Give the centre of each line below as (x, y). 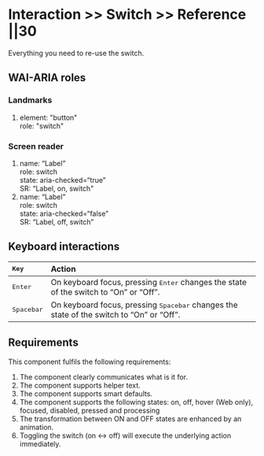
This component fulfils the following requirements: (90, 361)
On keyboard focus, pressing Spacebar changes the (144, 305)
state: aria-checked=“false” (64, 213)
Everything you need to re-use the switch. (76, 53)
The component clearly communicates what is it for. (104, 376)
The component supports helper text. (80, 385)
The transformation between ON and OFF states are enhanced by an (130, 418)
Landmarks (30, 100)
